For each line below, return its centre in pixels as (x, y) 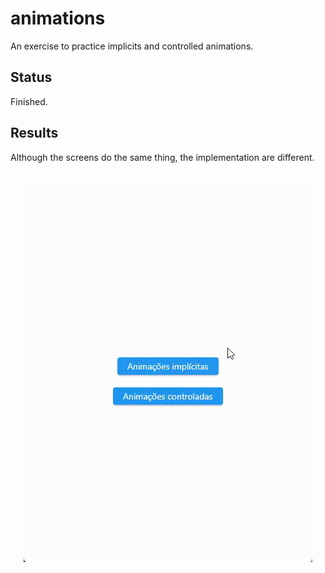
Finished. (29, 101)
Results (34, 133)
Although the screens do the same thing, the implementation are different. (162, 157)
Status (31, 77)
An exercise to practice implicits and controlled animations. (132, 46)
